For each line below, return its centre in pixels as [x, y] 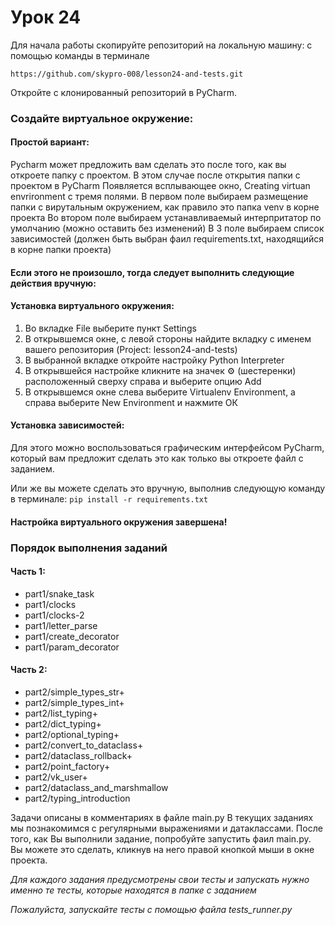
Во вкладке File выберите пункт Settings [110, 328]
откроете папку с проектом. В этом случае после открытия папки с [155, 175]
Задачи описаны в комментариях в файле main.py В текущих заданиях [162, 817]
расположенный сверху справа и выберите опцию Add [143, 381]
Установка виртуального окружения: [92, 306]
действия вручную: [53, 283]
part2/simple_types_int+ [74, 702]
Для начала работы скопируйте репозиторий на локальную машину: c [161, 45]
